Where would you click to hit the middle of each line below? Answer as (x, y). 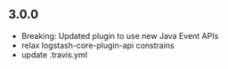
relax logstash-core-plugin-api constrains (98, 45)
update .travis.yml (54, 54)
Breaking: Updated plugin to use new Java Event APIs (120, 35)
